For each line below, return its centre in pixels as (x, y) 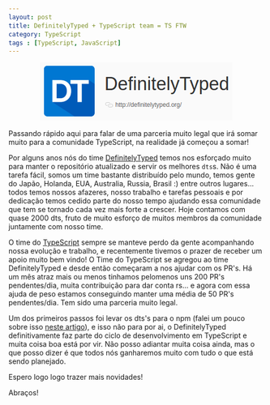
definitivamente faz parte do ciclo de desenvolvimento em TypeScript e (128, 335)
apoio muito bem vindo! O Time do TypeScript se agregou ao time (118, 260)
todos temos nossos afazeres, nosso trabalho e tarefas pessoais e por (126, 192)
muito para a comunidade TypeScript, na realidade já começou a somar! (129, 143)
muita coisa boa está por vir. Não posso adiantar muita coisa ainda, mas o (132, 344)
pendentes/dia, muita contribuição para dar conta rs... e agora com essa (129, 286)
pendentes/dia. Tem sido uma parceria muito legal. (93, 303)
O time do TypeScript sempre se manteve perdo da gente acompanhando (131, 242)
